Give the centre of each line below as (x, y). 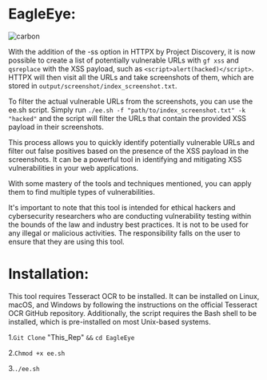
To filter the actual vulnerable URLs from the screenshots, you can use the (131, 101)
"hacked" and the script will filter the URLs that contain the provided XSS (127, 118)
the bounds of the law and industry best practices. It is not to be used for (129, 224)
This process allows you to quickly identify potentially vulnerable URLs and (132, 142)
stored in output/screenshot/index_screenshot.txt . (93, 86)
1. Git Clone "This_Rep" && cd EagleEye (72, 337)
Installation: (49, 274)
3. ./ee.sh (24, 368)
